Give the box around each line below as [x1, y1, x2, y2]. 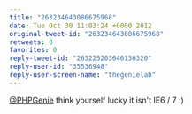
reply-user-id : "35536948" [9, 63, 109, 72]
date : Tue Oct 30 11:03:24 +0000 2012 [9, 21, 152, 30]
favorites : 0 [9, 46, 58, 55]
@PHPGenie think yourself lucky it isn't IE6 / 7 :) [9, 95, 184, 105]
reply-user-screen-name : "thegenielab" [9, 71, 157, 80]
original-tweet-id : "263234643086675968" [9, 29, 165, 38]
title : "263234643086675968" [9, 12, 117, 22]
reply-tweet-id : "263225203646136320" [9, 54, 152, 63]
